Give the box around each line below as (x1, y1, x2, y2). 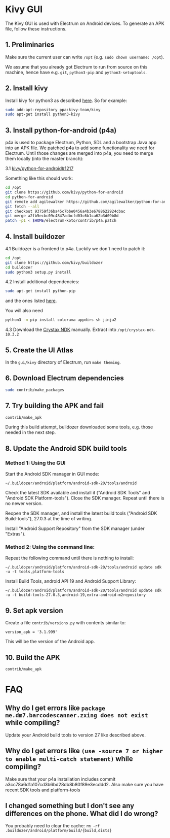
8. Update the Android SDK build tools (5, 444, 127, 453)
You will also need (5, 308, 43, 314)
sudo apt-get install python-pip (5, 288, 76, 294)
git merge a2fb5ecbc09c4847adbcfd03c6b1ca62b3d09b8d (5, 213, 119, 219)
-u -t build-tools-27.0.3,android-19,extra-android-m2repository (5, 592, 146, 597)
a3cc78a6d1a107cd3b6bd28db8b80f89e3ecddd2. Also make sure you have (5, 781, 163, 787)
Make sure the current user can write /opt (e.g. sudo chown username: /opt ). (5, 54, 164, 60)
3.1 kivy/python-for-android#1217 (5, 165, 74, 172)
